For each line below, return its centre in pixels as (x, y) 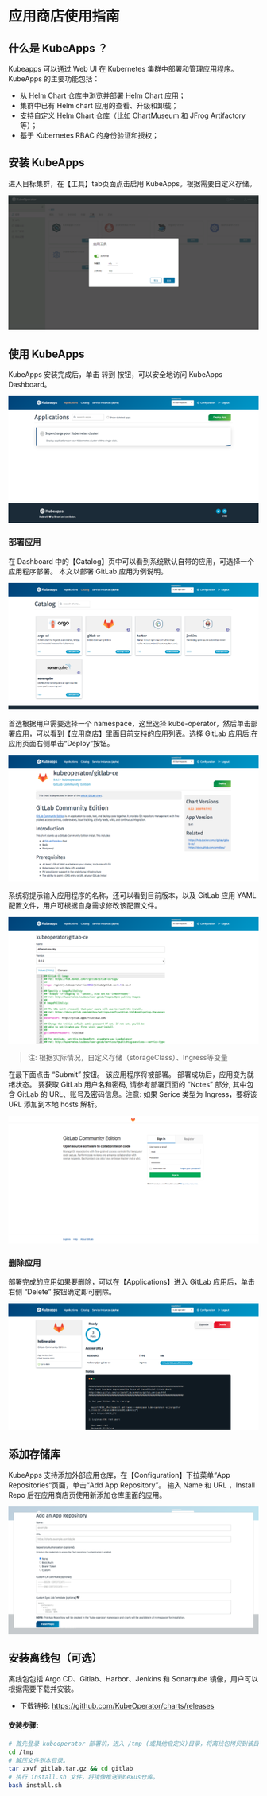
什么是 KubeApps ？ (58, 48)
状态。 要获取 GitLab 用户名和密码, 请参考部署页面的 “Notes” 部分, (123, 1085)
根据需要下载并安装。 (43, 1689)
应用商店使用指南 (64, 16)
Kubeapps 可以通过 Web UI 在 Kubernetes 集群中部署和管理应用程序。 (123, 69)
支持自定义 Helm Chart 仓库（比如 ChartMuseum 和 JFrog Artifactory (133, 115)
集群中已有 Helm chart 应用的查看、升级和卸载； (99, 105)
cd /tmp (21, 1752)
